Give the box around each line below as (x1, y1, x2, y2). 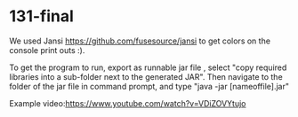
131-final (9, 6, 74, 27)
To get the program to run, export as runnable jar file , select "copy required (9, 62, 287, 73)
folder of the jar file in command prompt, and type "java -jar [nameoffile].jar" (9, 81, 289, 91)
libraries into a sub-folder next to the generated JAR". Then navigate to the (9, 71, 283, 82)
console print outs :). (9, 44, 85, 55)
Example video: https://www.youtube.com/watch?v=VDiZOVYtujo (9, 97, 246, 108)
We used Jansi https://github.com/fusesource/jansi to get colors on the (9, 35, 271, 46)
